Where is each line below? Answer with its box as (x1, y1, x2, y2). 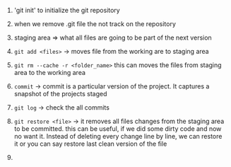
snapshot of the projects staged (13, 90, 107, 98)
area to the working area (13, 69, 86, 76)
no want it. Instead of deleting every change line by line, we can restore (13, 132, 223, 140)
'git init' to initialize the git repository (13, 6, 120, 14)
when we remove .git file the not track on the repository (13, 20, 177, 28)
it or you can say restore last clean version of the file (13, 139, 167, 148)
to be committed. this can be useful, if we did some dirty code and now (13, 125, 222, 133)
